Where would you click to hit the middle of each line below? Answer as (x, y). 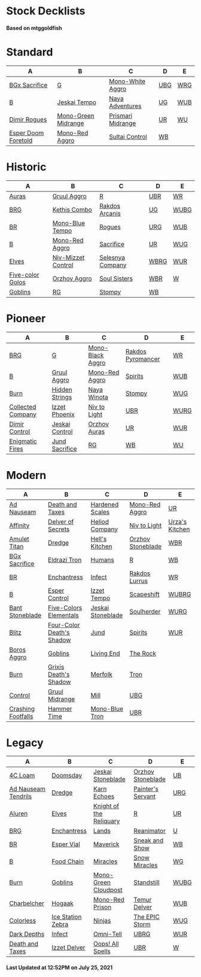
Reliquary (107, 821)
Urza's (178, 521)
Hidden (62, 389)
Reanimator (150, 831)
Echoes (104, 796)
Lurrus (139, 581)
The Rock (143, 653)
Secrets (59, 529)
